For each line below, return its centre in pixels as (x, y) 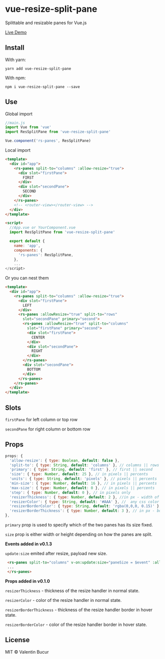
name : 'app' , (27, 246)
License (17, 640)
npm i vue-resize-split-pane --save (42, 87)
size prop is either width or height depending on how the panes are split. (79, 534)
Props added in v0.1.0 (27, 581)
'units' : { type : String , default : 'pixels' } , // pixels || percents (83, 479)
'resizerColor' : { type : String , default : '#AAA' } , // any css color (84, 502)
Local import (18, 150)
